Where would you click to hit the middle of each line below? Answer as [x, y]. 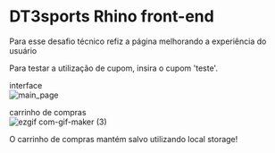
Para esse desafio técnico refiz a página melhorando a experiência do [138, 41]
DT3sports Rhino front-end [112, 17]
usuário [23, 50]
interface [26, 85]
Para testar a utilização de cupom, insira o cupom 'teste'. [114, 68]
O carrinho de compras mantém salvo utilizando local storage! [124, 139]
